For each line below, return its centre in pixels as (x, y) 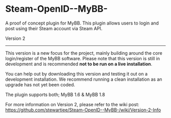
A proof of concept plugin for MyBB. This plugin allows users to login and (82, 23)
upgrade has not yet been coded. (40, 84)
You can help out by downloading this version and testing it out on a (76, 74)
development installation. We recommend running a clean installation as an (84, 79)
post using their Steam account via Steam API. (54, 28)
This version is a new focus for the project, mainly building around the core (84, 53)
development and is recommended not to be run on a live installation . (79, 64)
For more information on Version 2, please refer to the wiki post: (72, 104)
